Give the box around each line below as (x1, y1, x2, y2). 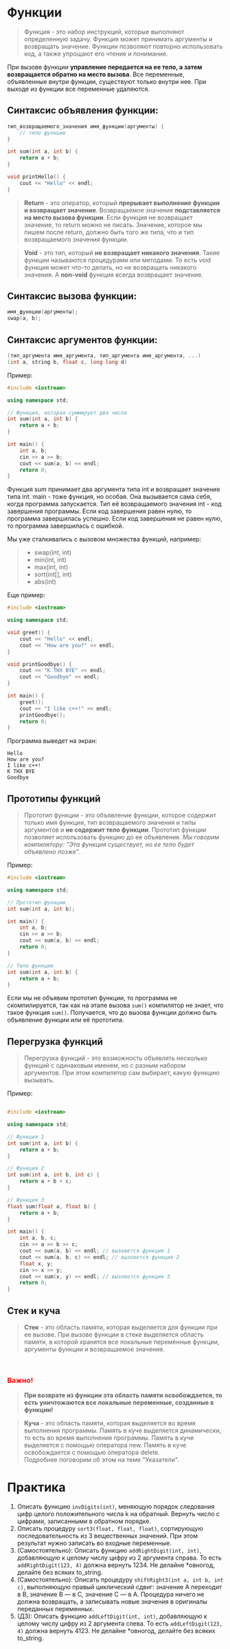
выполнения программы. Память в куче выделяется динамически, (23, 1426, 222, 1435)
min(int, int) (34, 556, 67, 564)
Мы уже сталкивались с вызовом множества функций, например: (7, 535, 201, 543)
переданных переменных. (16, 1605, 95, 1613)
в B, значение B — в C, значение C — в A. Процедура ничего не (16, 1591, 205, 1599)
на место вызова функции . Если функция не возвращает (23, 213, 194, 222)
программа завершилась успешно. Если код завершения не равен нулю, (7, 515, 222, 523)
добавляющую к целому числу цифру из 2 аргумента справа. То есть (16, 1553, 222, 1562)
